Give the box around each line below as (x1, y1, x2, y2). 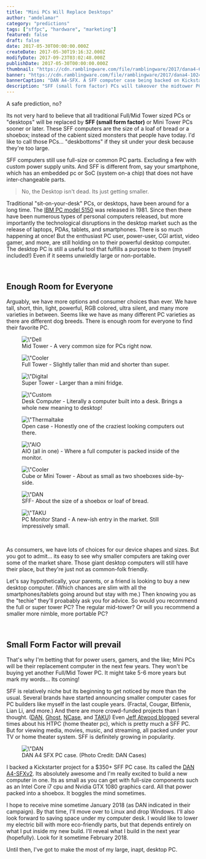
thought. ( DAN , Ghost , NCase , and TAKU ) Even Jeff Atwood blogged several (6, 713, 199, 721)
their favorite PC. (6, 323, 49, 331)
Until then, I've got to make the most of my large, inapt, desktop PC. (6, 846, 178, 853)
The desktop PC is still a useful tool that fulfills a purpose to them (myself (6, 245, 191, 252)
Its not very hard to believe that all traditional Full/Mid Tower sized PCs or (6, 112, 191, 119)
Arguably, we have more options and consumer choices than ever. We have (6, 298, 197, 305)
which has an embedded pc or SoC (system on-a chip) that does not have (6, 169, 193, 177)
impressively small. (21, 522, 70, 530)
